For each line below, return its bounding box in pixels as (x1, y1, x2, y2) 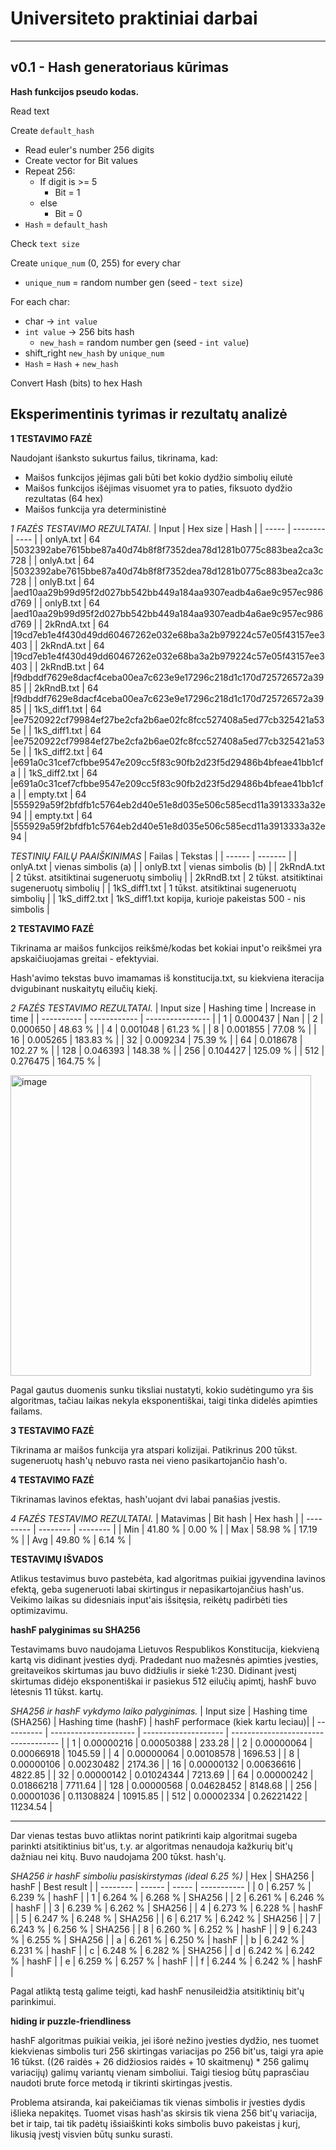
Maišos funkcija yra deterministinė (24, 503, 167, 515)
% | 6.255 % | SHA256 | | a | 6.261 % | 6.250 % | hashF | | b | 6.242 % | (10, 1933, 305, 1946)
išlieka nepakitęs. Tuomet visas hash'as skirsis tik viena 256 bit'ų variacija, (10, 2107, 318, 2119)
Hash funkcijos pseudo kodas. (10, 85, 140, 97)
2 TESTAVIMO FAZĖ (10, 922, 95, 934)
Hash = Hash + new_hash (24, 357, 119, 369)
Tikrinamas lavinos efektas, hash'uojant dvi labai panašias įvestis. (10, 1493, 281, 1505)
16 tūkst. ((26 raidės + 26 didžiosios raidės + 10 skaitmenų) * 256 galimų (10, 2055, 310, 2067)
